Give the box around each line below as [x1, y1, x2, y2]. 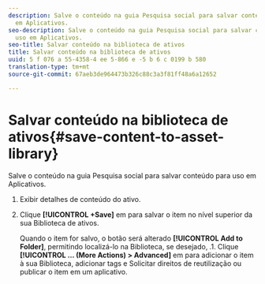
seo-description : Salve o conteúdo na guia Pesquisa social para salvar [8, 26, 252, 34]
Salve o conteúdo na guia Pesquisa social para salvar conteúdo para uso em [8, 170, 256, 180]
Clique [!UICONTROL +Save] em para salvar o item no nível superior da [19, 210, 253, 219]
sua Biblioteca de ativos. [19, 218, 100, 227]
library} [8, 144, 59, 163]
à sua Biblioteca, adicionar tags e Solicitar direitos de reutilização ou [19, 258, 242, 268]
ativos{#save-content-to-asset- [8, 128, 225, 146]
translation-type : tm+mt [8, 63, 90, 71]
